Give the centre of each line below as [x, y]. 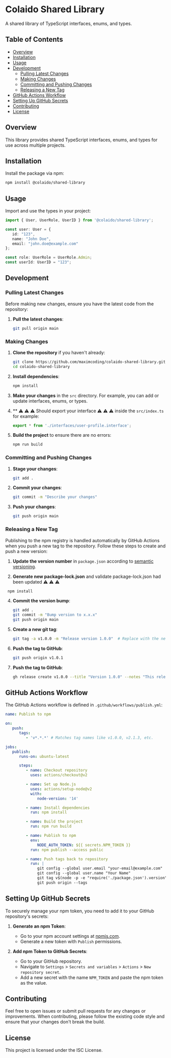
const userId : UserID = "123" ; [38, 262]
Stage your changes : [35, 469]
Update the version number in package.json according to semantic [83, 561]
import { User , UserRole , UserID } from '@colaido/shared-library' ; [79, 220]
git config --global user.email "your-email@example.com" [100, 868]
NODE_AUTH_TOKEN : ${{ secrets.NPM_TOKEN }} [84, 845]
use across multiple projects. [36, 145]
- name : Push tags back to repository [67, 859]
